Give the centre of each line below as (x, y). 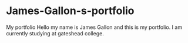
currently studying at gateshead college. (55, 33)
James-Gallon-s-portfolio (70, 11)
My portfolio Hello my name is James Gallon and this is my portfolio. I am (94, 27)
